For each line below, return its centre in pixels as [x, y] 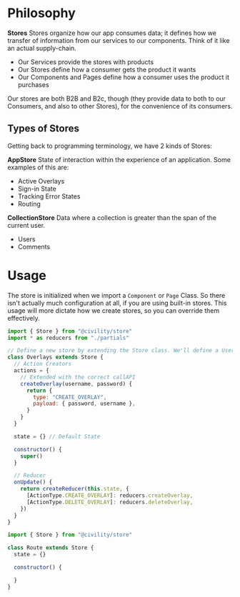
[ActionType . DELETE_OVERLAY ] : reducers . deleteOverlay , [110, 502]
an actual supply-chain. [42, 48]
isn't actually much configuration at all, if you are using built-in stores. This [117, 303]
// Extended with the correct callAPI [78, 377]
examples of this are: [38, 167]
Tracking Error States [49, 196]
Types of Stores [44, 129]
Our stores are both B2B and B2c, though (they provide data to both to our [117, 99]
